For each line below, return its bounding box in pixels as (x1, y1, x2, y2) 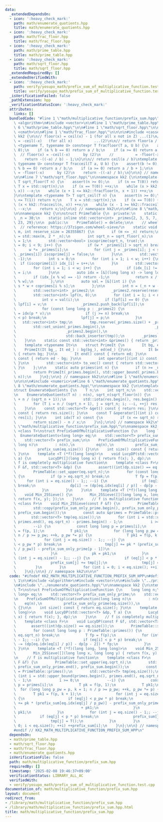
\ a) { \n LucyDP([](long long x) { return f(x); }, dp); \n (14, 456, 151, 461)
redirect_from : (5, 796, 36, 801)
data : (5, 7, 16, 12)
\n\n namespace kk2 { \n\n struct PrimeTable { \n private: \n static (14, 211, 158, 216)
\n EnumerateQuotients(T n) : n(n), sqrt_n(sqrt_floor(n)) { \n (14, 392, 151, 397)
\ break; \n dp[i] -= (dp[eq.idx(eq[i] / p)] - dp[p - (14, 483, 158, 488)
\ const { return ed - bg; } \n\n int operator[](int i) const (14, 356, 158, 361)
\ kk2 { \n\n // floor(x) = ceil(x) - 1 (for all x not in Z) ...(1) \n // (14, 134, 162, 139)
